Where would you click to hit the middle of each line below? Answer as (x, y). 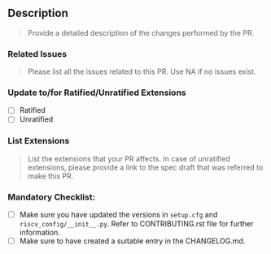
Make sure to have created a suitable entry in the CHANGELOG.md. (132, 241)
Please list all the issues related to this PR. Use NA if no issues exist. (142, 71)
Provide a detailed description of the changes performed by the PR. (141, 32)
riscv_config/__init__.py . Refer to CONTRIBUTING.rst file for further (136, 224)
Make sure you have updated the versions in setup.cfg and (118, 215)
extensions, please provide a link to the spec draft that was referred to (145, 167)
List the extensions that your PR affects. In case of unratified (129, 158)
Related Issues (37, 54)
